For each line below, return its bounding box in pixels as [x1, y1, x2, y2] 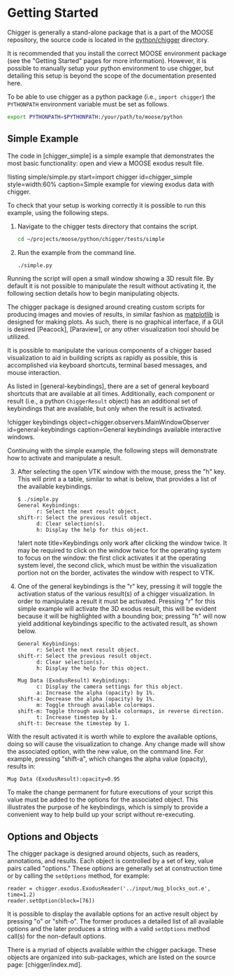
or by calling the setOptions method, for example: [7, 872, 150, 880]
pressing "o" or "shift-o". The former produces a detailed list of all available [7, 917, 224, 926]
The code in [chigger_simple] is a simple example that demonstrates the [7, 151, 214, 160]
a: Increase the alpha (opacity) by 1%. [36, 689, 156, 696]
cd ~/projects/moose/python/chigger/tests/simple [17, 235, 166, 242]
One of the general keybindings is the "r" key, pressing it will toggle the [17, 582, 222, 591]
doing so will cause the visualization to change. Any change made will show [7, 740, 226, 748]
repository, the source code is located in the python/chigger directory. [7, 35, 210, 43]
